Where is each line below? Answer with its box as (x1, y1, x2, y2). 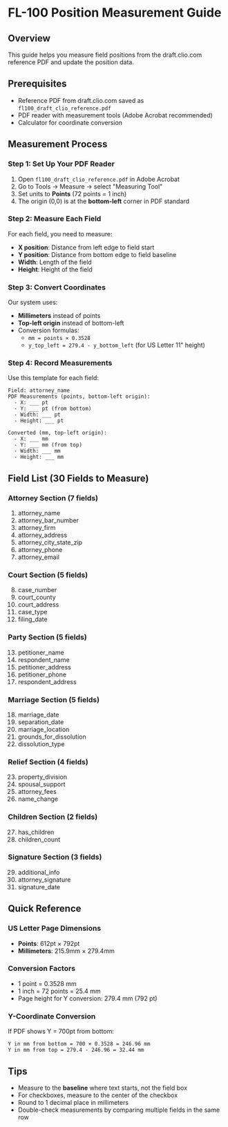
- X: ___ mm (14, 435, 49, 443)
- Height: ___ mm (14, 454, 64, 461)
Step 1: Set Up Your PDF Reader (8, 159, 115, 169)
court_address (17, 600, 59, 609)
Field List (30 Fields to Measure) (8, 472, 149, 484)
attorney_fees (17, 788, 57, 796)
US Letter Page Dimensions (8, 924, 102, 934)
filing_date (17, 615, 48, 623)
